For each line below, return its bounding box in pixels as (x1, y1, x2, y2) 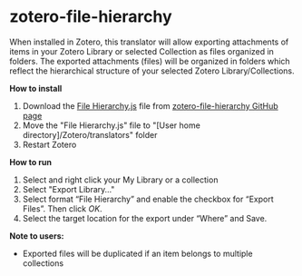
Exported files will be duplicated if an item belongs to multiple (22, 248, 253, 259)
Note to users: (9, 230, 64, 241)
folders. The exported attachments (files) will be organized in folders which (9, 55, 290, 66)
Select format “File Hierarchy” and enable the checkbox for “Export (22, 193, 274, 204)
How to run (9, 156, 53, 167)
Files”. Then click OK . (22, 202, 102, 214)
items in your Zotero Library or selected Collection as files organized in (9, 45, 275, 56)
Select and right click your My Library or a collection (22, 174, 219, 185)
